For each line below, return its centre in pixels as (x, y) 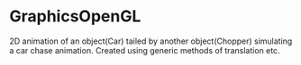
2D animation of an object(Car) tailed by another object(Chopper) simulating (151, 41)
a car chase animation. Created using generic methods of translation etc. (145, 50)
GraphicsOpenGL (75, 16)
